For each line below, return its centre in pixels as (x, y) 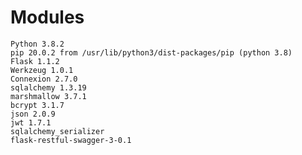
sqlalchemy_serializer (57, 131)
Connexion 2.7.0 (44, 79)
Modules (47, 17)
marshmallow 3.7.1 (48, 96)
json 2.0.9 (33, 114)
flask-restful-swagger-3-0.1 (71, 140)
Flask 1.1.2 (35, 61)
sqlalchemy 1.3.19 (48, 87)
